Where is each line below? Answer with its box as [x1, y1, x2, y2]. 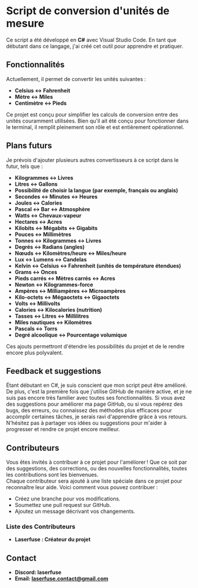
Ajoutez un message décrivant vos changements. [14, 508, 135, 515]
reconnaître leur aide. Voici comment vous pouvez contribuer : [6, 484, 158, 491]
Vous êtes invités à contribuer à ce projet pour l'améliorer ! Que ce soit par [6, 458, 187, 466]
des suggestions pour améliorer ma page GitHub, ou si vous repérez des [6, 400, 183, 408]
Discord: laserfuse [14, 569, 62, 576]
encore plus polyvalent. [6, 349, 63, 356]
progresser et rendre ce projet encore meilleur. [6, 426, 120, 433]
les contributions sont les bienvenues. [6, 471, 99, 479]
